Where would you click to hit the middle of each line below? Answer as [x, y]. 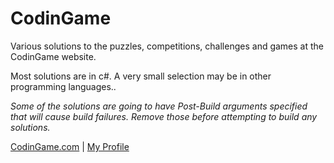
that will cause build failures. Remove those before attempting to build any [164, 116]
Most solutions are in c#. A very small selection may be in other [141, 76]
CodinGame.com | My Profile [70, 146]
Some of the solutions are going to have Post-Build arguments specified [159, 106]
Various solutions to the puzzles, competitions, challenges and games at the [167, 46]
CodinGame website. [53, 56]
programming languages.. [63, 86]
